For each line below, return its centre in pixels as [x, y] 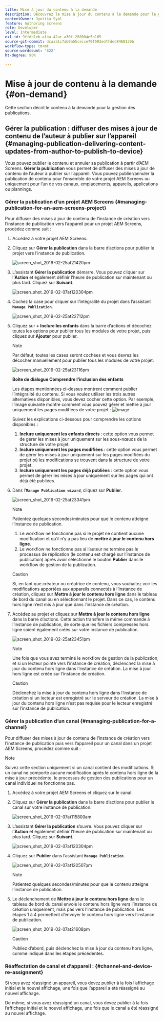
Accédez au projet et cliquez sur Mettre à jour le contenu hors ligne [81, 614]
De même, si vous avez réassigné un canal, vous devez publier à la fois [77, 1003]
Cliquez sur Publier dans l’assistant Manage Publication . [69, 855]
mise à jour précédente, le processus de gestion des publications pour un [79, 778]
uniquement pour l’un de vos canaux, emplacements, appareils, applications [82, 184]
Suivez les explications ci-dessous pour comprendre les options [77, 419]
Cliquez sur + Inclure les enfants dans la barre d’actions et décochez [82, 326]
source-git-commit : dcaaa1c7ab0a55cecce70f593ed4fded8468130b [70, 42]
